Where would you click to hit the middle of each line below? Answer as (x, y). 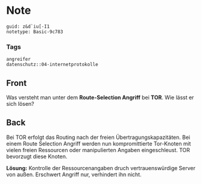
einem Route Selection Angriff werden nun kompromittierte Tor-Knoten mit (99, 143)
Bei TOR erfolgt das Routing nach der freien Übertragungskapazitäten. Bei (98, 137)
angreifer (19, 60)
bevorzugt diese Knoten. (37, 156)
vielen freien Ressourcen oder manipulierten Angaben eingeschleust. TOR (98, 150)
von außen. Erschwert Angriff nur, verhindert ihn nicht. (74, 174)
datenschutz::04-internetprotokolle (52, 65)
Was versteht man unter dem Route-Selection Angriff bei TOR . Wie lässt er (100, 97)
